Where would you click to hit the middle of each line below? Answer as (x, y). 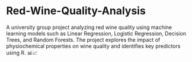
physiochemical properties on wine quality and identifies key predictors (93, 46)
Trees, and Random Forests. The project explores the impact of (83, 40)
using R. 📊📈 (22, 53)
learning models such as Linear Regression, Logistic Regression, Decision (96, 33)
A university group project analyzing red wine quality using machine (89, 27)
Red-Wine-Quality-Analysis (76, 11)
